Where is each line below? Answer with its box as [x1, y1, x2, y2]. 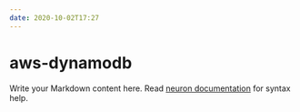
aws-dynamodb [9, 52, 133, 73]
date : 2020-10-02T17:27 [9, 13, 100, 23]
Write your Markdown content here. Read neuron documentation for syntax [9, 83, 291, 94]
